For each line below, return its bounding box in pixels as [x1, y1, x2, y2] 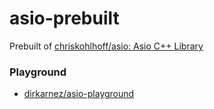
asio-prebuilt [9, 7, 120, 30]
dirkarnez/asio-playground [23, 88, 135, 100]
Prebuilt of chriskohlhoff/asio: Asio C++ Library [9, 40, 204, 52]
